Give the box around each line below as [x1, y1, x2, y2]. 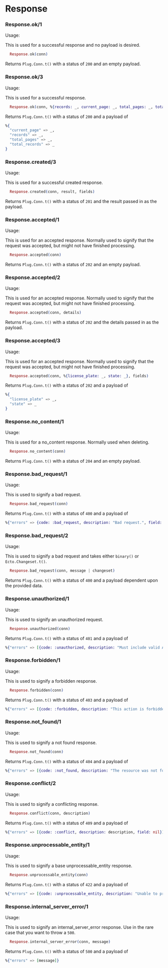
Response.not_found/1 [5, 718, 61, 725]
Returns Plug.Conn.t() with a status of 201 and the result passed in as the [5, 198, 157, 204]
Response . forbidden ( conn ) [9, 688, 64, 693]
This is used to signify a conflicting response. [5, 801, 99, 807]
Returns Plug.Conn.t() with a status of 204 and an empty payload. [5, 458, 141, 464]
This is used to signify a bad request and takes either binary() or [5, 553, 139, 559]
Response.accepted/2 [5, 274, 60, 281]
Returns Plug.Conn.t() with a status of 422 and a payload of [5, 881, 128, 887]
